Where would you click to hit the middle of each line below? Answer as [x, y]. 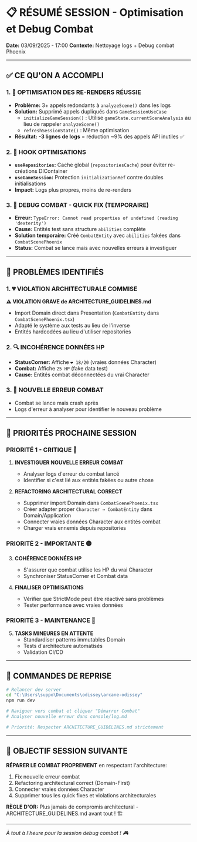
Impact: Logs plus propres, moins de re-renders [73, 189]
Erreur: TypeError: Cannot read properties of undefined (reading [96, 218]
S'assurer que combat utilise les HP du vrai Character [88, 570]
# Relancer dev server [34, 690]
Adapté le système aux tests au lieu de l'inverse [72, 325]
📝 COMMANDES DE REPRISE [59, 676]
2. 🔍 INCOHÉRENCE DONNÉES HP [55, 347]
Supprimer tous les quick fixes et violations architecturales [85, 795]
